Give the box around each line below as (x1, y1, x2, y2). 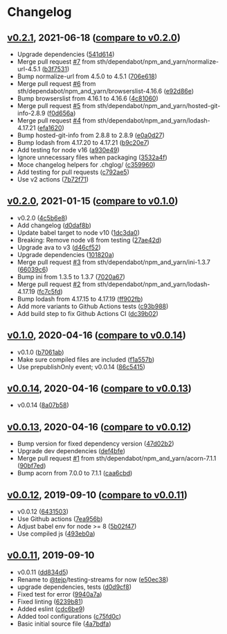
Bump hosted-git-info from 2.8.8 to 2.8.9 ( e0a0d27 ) (17, 131, 165, 139)
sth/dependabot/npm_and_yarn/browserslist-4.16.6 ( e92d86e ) (17, 87, 194, 95)
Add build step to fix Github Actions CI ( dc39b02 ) (17, 309, 159, 317)
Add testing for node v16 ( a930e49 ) (17, 146, 120, 154)
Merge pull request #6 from (17, 80, 96, 87)
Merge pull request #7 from (17, 58, 96, 66)
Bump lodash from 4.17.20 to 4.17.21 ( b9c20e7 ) (17, 139, 150, 146)
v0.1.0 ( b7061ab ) (17, 348, 64, 356)
